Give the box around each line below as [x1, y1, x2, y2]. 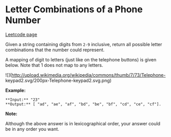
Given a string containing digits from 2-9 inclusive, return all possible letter [5, 41, 162, 47]
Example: [5, 87, 26, 93]
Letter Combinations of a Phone [5, 4, 143, 15]
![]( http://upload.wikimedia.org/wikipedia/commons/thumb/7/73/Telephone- [5, 72, 166, 78]
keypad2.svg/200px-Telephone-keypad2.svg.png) [5, 77, 112, 83]
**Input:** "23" [5, 97, 40, 102]
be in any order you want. [5, 126, 59, 132]
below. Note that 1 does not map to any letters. [5, 62, 103, 68]
